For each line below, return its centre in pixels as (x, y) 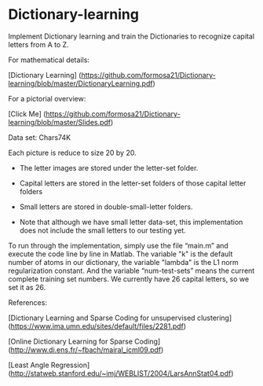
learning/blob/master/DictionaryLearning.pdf (80, 83)
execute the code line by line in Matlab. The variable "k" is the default (121, 254)
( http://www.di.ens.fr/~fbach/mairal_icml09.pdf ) (86, 349)
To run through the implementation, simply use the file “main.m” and (119, 245)
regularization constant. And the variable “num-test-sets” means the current (131, 270)
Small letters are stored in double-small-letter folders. (106, 207)
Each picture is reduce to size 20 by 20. (72, 153)
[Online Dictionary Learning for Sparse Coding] (84, 341)
